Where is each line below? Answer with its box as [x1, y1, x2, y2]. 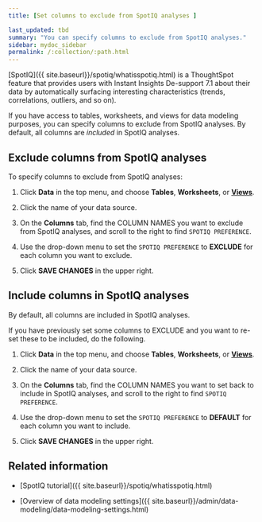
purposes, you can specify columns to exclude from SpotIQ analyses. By [8, 119, 246, 129]
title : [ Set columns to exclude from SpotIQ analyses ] [8, 11, 197, 20]
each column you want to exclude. [19, 250, 133, 259]
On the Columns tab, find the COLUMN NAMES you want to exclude [19, 218, 244, 228]
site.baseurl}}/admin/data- [152, 496, 239, 505]
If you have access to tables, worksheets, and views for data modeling [8, 111, 239, 120]
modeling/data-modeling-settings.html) [19, 504, 149, 514]
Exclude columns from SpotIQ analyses [8, 150, 207, 164]
